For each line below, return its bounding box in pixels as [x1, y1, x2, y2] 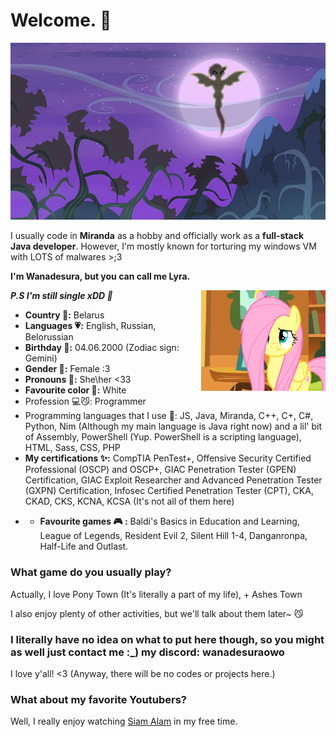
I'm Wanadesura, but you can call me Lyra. [10, 270, 191, 283]
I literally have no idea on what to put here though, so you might [10, 632, 325, 646]
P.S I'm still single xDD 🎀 [10, 290, 113, 302]
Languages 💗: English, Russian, [24, 320, 157, 332]
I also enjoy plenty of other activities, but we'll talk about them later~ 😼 [10, 607, 304, 619]
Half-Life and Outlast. [39, 540, 129, 553]
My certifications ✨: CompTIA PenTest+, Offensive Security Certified [24, 452, 312, 464]
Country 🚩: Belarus [24, 309, 105, 321]
